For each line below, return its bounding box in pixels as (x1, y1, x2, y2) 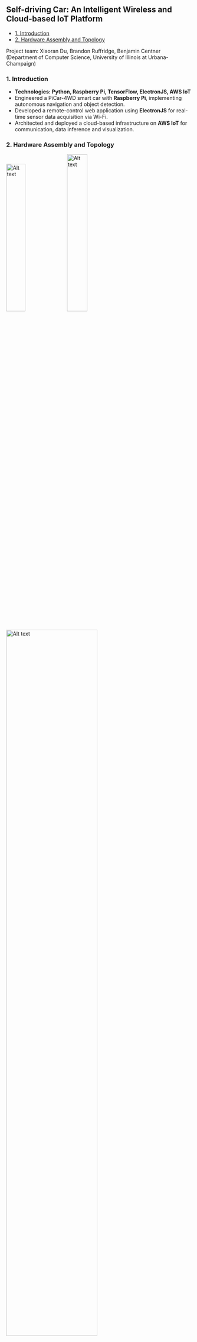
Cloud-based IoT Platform (6, 14, 103, 24)
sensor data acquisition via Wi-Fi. (27, 114, 108, 121)
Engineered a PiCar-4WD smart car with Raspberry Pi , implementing (14, 95, 182, 102)
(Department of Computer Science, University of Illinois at (6, 53, 147, 61)
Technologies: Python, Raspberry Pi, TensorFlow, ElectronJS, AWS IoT (14, 88, 191, 95)
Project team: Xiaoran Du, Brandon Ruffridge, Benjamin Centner (6, 47, 161, 54)
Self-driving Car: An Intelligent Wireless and (6, 5, 172, 15)
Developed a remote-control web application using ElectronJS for (14, 107, 175, 114)
